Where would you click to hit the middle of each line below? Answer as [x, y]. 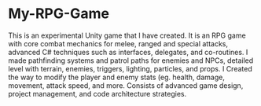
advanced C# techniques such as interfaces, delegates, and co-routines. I [128, 52]
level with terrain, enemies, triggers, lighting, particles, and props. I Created [130, 68]
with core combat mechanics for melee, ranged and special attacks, [118, 43]
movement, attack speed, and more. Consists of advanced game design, [126, 85]
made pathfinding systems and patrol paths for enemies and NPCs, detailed [131, 60]
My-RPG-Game [59, 14]
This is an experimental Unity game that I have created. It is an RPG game [127, 35]
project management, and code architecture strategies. [97, 93]
